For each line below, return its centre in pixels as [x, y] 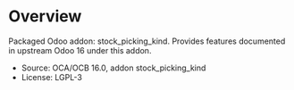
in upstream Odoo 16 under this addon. [80, 50]
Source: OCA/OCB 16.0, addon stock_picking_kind [113, 68]
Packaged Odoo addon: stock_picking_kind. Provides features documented [147, 41]
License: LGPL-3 [51, 77]
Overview [45, 16]
